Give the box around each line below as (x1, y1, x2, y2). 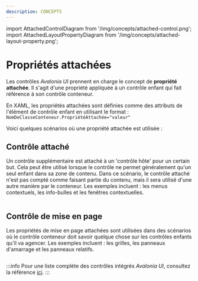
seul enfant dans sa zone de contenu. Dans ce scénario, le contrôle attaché (6, 170, 190, 177)
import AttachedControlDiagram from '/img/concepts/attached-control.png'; (6, 25, 192, 32)
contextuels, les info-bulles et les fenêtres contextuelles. (6, 189, 144, 196)
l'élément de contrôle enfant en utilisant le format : (6, 108, 129, 115)
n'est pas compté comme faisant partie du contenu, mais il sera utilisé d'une (6, 176, 192, 183)
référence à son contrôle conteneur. (6, 90, 94, 98)
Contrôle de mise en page (6, 211, 103, 221)
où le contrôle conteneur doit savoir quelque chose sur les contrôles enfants (6, 233, 192, 240)
